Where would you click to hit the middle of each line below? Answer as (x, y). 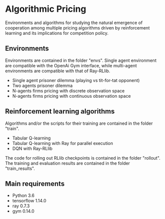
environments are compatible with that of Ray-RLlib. (58, 71)
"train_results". (20, 168)
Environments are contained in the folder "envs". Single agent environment (81, 60)
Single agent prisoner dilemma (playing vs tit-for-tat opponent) (76, 80)
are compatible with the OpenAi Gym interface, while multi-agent (71, 65)
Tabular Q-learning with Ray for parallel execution (63, 143)
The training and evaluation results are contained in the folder (68, 163)
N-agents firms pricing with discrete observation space (68, 91)
